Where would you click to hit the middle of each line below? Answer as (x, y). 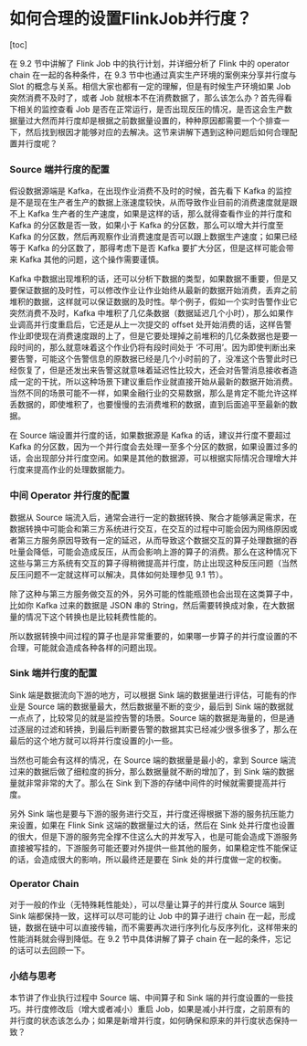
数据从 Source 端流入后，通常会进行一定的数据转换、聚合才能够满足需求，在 (153, 517)
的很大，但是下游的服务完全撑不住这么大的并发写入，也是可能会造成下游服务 (153, 836)
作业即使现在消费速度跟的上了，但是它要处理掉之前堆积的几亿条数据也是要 (149, 336)
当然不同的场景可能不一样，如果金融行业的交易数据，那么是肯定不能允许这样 (153, 393)
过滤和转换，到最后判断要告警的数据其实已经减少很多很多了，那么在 (169, 729)
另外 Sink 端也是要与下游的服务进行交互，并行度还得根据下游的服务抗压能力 (152, 813)
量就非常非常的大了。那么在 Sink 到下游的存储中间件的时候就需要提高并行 (148, 783)
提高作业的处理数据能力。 (81, 470)
